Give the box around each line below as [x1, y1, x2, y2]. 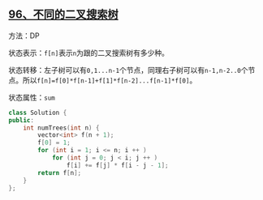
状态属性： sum [8, 92, 55, 102]
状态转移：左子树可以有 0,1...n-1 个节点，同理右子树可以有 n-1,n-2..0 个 [8, 65, 249, 74]
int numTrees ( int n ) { [23, 124, 100, 132]
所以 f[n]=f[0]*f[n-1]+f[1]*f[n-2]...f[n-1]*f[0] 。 [22, 75, 197, 85]
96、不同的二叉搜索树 [8, 7, 119, 22]
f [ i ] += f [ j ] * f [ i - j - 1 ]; [66, 161, 169, 169]
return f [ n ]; [37, 168, 82, 177]
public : [8, 116, 35, 124]
